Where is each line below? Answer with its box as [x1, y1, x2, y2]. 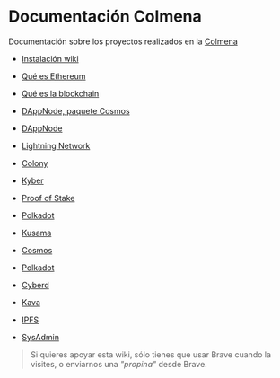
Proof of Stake [21, 192, 75, 203]
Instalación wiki [21, 53, 79, 64]
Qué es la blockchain [21, 88, 100, 99]
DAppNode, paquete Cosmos [21, 105, 131, 116]
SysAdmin [21, 331, 60, 342]
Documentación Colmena [8, 6, 203, 27]
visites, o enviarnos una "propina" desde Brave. [30, 358, 207, 369]
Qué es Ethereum [21, 70, 86, 82]
